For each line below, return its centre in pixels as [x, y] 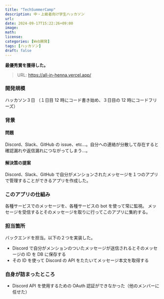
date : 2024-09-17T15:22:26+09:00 [39, 23]
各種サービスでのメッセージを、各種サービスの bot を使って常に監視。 [76, 206]
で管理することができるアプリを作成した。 [48, 181]
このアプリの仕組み [28, 195]
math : [11, 32]
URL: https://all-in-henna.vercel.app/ [54, 75]
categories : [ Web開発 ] [27, 42]
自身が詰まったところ [30, 274]
